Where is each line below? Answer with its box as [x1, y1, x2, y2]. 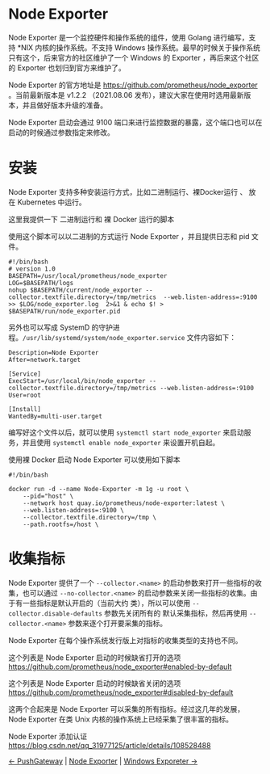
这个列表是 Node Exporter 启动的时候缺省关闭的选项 [8, 678, 181, 688]
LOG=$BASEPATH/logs [8, 279, 74, 287]
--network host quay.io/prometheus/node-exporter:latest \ [23, 498, 226, 507]
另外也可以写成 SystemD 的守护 [8, 322, 114, 332]
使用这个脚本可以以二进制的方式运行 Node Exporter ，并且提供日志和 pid [8, 231, 250, 241]
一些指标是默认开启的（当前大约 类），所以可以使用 [22, 598, 191, 608]
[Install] [8, 405, 42, 413]
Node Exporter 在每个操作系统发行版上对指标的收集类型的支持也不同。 [8, 635, 243, 645]
